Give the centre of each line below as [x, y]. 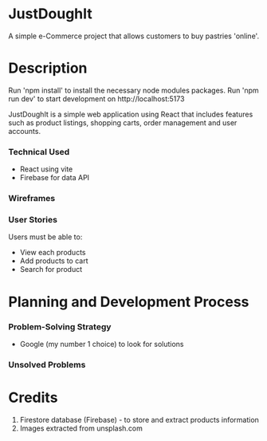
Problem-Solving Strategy [60, 326]
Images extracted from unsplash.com [81, 428]
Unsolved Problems [47, 364]
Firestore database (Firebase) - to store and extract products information [139, 419]
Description [48, 68]
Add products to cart [54, 261]
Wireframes [32, 199]
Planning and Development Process [129, 302]
